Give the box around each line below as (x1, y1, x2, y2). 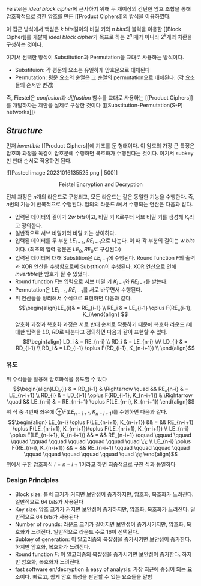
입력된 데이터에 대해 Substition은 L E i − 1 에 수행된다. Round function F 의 (14, 254, 184, 263)
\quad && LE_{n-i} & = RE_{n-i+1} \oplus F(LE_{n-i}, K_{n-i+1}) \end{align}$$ (7, 398, 195, 405)
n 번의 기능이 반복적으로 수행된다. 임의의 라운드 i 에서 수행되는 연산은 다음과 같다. (6, 200, 193, 208)
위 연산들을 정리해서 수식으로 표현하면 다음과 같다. (14, 294, 132, 302)
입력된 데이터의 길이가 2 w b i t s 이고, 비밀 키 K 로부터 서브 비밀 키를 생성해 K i (14, 214, 190, 222)
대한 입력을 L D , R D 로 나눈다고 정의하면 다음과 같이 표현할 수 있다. (14, 329, 168, 336)
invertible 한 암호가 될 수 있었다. (14, 270, 89, 277)
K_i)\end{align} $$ (82, 311, 128, 318)
